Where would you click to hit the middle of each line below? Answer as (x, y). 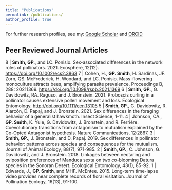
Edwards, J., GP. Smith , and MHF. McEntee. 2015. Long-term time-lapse (82, 171)
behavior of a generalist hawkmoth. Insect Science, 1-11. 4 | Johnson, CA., (84, 117)
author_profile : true (28, 19)
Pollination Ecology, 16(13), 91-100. (42, 182)
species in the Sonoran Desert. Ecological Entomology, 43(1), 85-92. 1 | (81, 165)
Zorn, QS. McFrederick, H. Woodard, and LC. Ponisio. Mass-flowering (79, 79)
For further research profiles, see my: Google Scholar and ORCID (74, 34)
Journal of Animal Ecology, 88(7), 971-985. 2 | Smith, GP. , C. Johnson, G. (83, 149)
